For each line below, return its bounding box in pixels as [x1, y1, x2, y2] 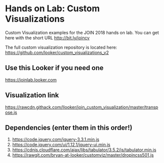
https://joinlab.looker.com [5, 77, 57, 82]
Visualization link [5, 91, 59, 100]
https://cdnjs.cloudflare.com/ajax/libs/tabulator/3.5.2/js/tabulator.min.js [12, 147, 157, 153]
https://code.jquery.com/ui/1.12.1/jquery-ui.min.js [12, 142, 110, 148]
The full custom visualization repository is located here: [5, 44, 117, 50]
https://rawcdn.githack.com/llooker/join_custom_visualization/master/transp [5, 104, 159, 110]
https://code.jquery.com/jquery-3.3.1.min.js [12, 136, 100, 142]
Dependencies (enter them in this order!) [5, 123, 133, 132]
